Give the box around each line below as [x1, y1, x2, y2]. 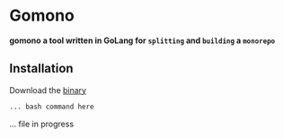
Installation [9, 61, 74, 76]
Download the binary [9, 84, 87, 95]
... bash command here [9, 102, 94, 111]
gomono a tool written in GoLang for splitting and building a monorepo [9, 35, 276, 46]
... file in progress [9, 118, 75, 129]
